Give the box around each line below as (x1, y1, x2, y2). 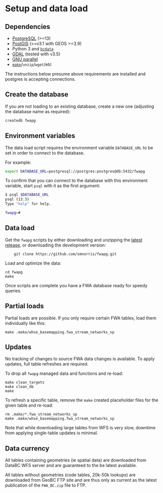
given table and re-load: (5, 402, 54, 408)
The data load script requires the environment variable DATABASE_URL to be (5, 145, 153, 150)
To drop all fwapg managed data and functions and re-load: (5, 370, 123, 376)
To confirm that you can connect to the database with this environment (5, 177, 148, 184)
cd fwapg (5, 270, 23, 274)
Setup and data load (5, 3, 88, 14)
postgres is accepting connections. (5, 76, 76, 82)
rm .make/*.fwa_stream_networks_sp (5, 412, 78, 417)
